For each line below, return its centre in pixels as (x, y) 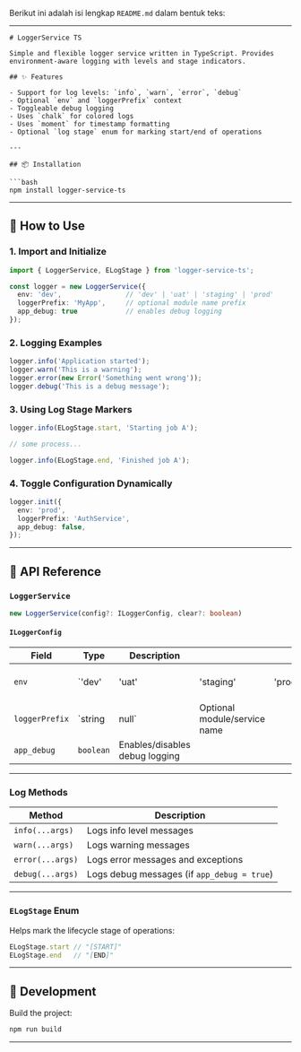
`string (91, 719)
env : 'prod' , (42, 510)
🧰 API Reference (55, 572)
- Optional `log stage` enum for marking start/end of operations (136, 132)
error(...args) (46, 860)
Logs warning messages (138, 845)
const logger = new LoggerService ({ (77, 286)
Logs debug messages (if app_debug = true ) (180, 874)
